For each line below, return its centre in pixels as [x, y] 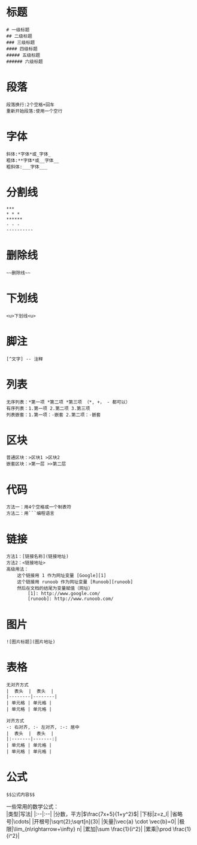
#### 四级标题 [22, 49]
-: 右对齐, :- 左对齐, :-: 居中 [43, 728]
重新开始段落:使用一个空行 [34, 111]
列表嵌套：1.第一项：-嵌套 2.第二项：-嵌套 [54, 415]
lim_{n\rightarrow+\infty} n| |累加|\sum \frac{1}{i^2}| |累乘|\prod [93, 829]
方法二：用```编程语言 [31, 514]
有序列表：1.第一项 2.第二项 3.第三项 [48, 408]
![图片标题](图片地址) [31, 642]
